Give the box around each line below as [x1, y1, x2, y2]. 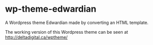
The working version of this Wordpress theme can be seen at [5, 29, 129, 35]
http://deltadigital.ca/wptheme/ [5, 34, 68, 40]
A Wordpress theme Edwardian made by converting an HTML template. [5, 20, 149, 25]
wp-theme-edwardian [5, 3, 97, 15]
